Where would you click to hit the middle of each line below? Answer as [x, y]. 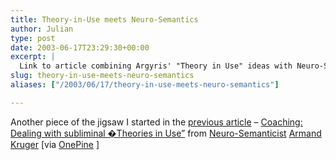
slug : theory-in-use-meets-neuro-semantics [102, 76]
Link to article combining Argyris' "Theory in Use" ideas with [156, 66]
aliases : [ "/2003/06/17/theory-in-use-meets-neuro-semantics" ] [145, 85]
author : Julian [42, 29]
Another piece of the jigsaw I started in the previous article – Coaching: [156, 122]
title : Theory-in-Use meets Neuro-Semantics [104, 19]
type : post [33, 38]
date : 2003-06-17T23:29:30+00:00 [80, 47]
